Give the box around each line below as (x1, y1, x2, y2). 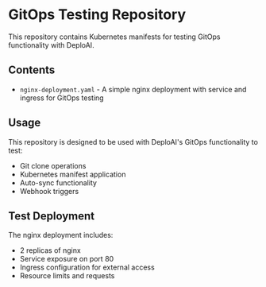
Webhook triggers (19, 186, 79, 196)
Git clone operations (19, 161, 87, 170)
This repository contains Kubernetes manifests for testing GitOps (8, 32, 221, 41)
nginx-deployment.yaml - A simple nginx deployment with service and (19, 84, 247, 94)
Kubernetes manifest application (19, 169, 126, 179)
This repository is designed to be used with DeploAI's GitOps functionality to (8, 137, 258, 146)
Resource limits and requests (19, 271, 115, 281)
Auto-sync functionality (19, 177, 98, 188)
